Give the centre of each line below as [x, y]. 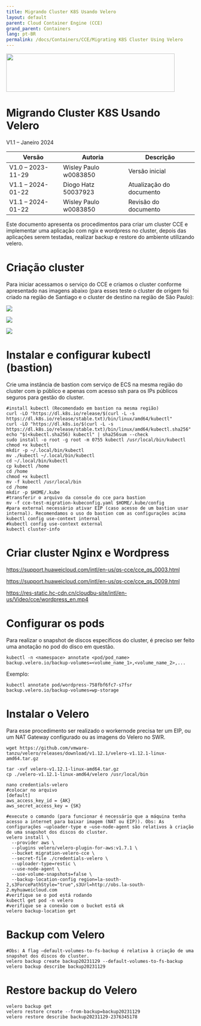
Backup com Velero [56, 934]
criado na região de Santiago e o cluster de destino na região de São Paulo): [100, 297]
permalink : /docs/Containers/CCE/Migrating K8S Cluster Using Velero [95, 40]
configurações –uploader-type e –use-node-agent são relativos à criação [100, 827]
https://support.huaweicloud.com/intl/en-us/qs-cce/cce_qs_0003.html [93, 569]
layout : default [26, 17]
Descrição [160, 157]
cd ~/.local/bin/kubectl [37, 461]
